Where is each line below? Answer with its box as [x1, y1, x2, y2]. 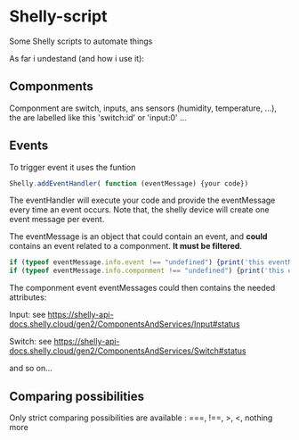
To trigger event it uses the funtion [9, 162, 136, 172]
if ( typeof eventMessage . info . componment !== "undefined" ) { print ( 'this [9, 266, 285, 276]
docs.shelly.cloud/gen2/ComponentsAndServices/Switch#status [9, 345, 246, 356]
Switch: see [9, 336, 53, 347]
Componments [9, 79, 93, 95]
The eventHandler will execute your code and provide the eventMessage [9, 195, 276, 206]
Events [9, 138, 49, 154]
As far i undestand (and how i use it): [9, 53, 145, 63]
